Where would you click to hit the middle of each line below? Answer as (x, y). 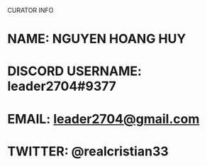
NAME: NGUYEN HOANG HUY (97, 39)
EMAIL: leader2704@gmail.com (103, 119)
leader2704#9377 (62, 86)
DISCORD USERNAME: (74, 71)
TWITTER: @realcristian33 (88, 151)
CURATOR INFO (30, 10)
